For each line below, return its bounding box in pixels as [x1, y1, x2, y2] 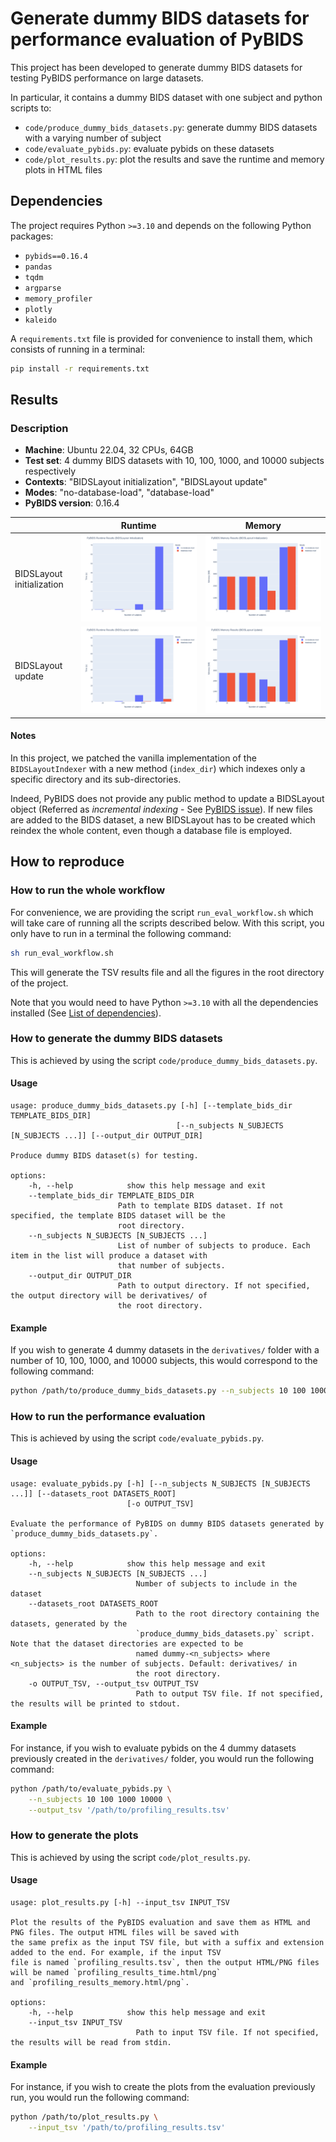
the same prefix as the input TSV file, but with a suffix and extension [10, 1937, 325, 1947]
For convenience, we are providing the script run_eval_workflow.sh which [10, 906, 314, 918]
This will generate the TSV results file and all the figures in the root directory [10, 966, 325, 978]
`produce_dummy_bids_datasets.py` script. [135, 1628, 315, 1639]
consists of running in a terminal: [10, 343, 146, 355]
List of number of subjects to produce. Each [117, 1241, 311, 1251]
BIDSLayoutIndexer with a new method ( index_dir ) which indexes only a [10, 762, 306, 774]
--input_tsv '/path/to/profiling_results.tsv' [28, 2123, 226, 2133]
